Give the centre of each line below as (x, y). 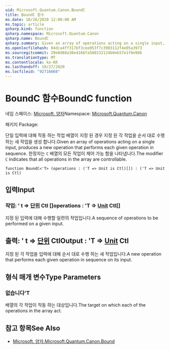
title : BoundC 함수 (25, 15)
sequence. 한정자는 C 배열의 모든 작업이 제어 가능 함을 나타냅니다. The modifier (84, 153)
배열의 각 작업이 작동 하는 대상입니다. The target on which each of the (76, 305)
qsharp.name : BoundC (27, 39)
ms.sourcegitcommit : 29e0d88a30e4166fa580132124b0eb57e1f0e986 (74, 53)
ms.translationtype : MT (31, 57)
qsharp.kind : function (29, 29)
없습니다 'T (18, 293)
